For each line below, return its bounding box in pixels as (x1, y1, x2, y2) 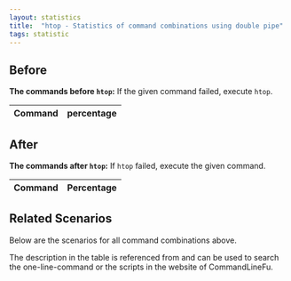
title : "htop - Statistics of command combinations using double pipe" (9, 21, 284, 30)
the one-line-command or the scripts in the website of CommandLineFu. (9, 261, 273, 272)
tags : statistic (9, 29, 69, 38)
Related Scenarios (9, 211, 113, 227)
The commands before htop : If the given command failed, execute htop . (9, 86, 273, 97)
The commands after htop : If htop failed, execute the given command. (9, 161, 266, 171)
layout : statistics (9, 12, 82, 22)
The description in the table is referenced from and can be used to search (9, 252, 279, 262)
